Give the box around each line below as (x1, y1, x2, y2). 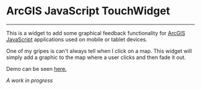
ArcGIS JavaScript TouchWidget (6, 4, 170, 18)
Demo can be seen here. (6, 65, 67, 72)
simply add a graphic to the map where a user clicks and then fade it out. (6, 54, 187, 61)
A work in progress (6, 76, 53, 84)
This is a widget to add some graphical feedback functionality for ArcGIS (6, 29, 185, 36)
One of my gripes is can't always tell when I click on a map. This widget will (6, 47, 193, 54)
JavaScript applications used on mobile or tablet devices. (6, 36, 148, 43)
